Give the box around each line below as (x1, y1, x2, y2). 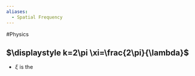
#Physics (6, 30, 29, 37)
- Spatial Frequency (11, 14, 63, 20)
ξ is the (14, 64, 33, 71)
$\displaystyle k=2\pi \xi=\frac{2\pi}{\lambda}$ (6, 47, 190, 58)
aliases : (6, 8, 28, 15)
